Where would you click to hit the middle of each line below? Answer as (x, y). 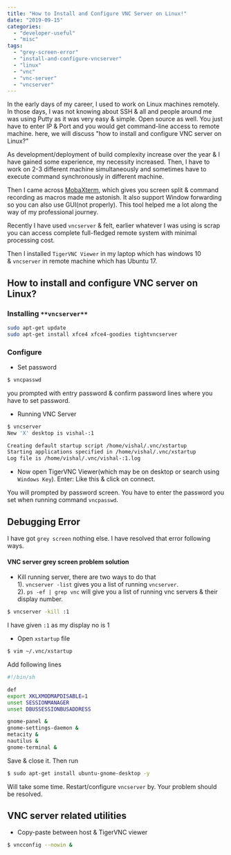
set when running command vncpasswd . (63, 500)
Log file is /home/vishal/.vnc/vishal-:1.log (74, 458)
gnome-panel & (28, 722)
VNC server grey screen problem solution (68, 562)
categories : (24, 26)
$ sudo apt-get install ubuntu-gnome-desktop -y (78, 773)
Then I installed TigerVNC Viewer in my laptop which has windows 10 (104, 254)
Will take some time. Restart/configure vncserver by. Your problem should (112, 786)
